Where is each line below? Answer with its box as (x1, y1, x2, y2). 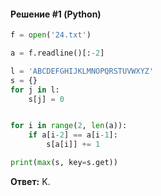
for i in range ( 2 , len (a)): (10, 121, 128, 131)
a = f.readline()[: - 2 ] (10, 48, 105, 59)
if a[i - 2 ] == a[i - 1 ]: (28, 130, 118, 140)
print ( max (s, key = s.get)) (10, 158, 118, 168)
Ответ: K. (10, 175, 51, 187)
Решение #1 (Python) (10, 8, 102, 20)
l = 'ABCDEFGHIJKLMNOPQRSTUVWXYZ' (10, 66, 155, 76)
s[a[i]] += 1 (46, 140, 101, 150)
